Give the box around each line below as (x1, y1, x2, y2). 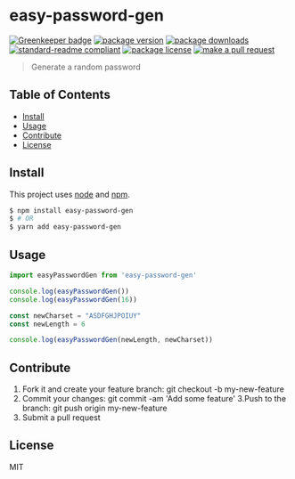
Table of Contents (9, 87, 111, 102)
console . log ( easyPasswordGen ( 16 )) (9, 295, 138, 304)
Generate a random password (30, 61, 141, 72)
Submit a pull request (21, 412, 101, 423)
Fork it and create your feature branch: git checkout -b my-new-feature (21, 384, 285, 394)
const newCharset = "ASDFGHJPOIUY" (9, 311, 142, 321)
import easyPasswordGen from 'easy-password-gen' (9, 271, 198, 280)
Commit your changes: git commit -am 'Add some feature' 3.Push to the (21, 394, 287, 404)
